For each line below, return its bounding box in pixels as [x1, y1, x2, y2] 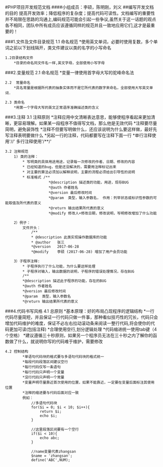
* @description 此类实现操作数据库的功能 [31, 235, 107, 240]
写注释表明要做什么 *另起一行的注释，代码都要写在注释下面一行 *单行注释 [5, 132, 152, 138]
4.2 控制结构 [5, 349, 29, 354]
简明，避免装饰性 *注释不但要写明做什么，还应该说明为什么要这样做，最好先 [5, 127, 157, 132]
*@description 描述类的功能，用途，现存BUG [48, 180, 129, 185]
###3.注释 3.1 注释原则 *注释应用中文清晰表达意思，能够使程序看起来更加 [5, 114, 151, 120]
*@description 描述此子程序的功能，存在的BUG [22, 278, 107, 283]
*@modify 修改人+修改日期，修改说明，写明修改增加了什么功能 [48, 211, 157, 216]
